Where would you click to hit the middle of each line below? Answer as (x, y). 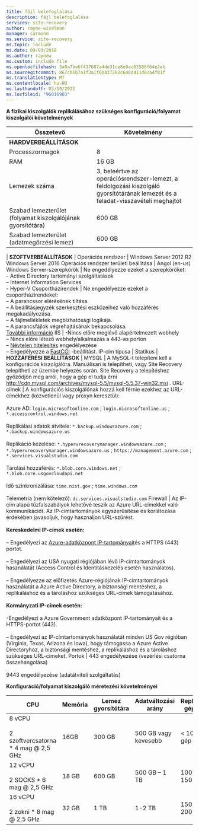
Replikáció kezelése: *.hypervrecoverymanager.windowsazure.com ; (86, 444)
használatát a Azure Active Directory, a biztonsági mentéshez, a (84, 586)
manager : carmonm (28, 34)
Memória (75, 705)
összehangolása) (27, 662)
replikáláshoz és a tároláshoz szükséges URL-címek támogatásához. (90, 593)
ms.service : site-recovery (39, 39)
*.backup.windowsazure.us (38, 432)
